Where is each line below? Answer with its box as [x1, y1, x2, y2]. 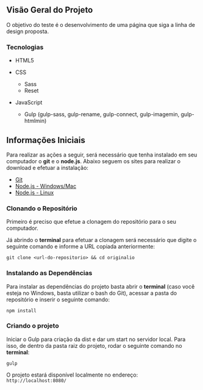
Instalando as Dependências [6, 269, 93, 278]
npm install [6, 307, 37, 314]
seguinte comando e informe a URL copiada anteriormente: [6, 243, 155, 250]
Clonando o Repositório [6, 204, 77, 213]
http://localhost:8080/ [6, 377, 67, 384]
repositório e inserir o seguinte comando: [6, 296, 110, 303]
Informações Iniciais [6, 134, 85, 145]
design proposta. [6, 28, 49, 35]
